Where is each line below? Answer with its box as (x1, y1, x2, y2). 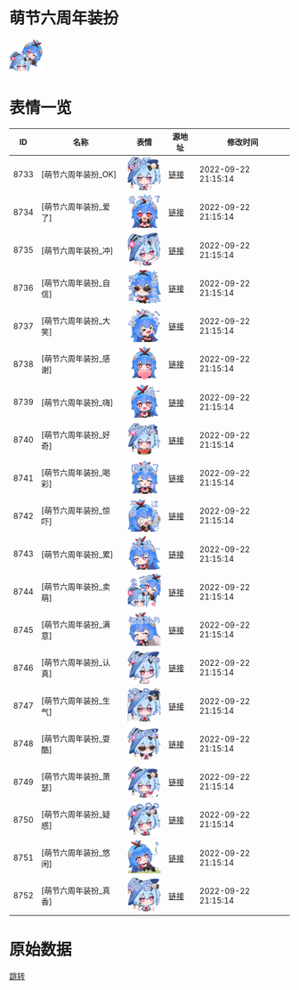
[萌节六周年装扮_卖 (41, 580, 111, 592)
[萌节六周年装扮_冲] (41, 245, 114, 256)
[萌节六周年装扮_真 (41, 885, 111, 896)
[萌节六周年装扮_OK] (41, 169, 117, 180)
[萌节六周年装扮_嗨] (41, 397, 114, 408)
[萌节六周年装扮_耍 (41, 733, 111, 743)
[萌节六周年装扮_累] (41, 548, 114, 559)
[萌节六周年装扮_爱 (41, 201, 111, 212)
